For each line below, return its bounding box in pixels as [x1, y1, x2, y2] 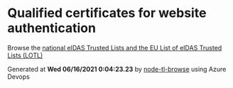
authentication [7, 20, 96, 36]
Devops [7, 72, 30, 81]
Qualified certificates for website [7, 5, 207, 21]
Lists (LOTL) [7, 51, 43, 60]
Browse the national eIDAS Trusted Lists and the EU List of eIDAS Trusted [7, 43, 222, 52]
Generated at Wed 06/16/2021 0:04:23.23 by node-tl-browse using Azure [7, 65, 227, 73]
